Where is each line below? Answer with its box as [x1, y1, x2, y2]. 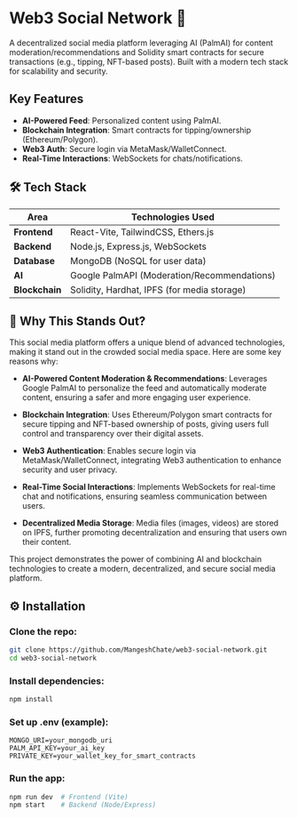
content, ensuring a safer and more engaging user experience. [21, 392, 251, 403]
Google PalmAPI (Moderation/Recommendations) [70, 269, 277, 281]
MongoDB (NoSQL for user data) [70, 254, 207, 267]
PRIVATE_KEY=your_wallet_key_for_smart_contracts [9, 751, 197, 761]
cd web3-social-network [9, 654, 98, 662]
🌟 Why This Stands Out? [9, 313, 146, 328]
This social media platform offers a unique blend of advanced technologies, [9, 337, 285, 348]
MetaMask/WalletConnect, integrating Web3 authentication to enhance [21, 455, 282, 466]
